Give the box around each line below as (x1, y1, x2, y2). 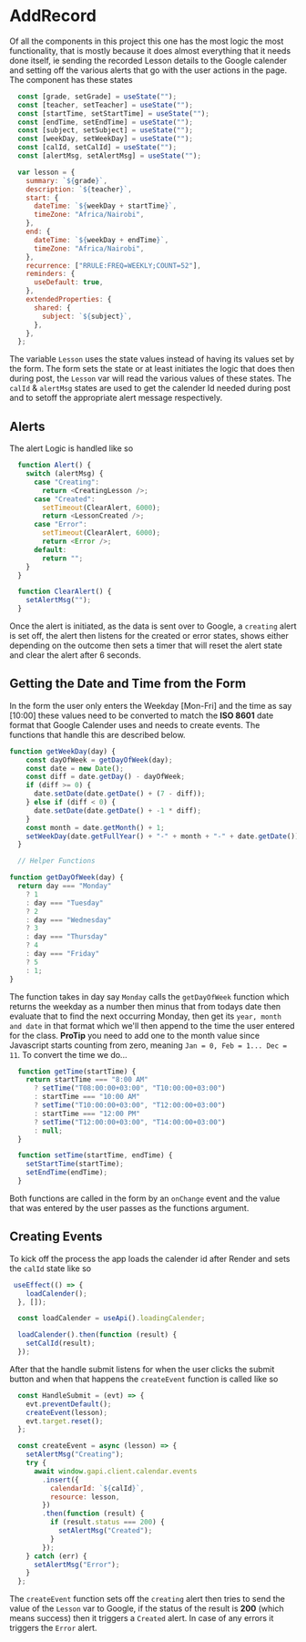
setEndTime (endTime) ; (25, 1168, 107, 1177)
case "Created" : (33, 494, 96, 504)
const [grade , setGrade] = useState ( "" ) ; (17, 92, 178, 101)
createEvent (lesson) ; (25, 1408, 107, 1417)
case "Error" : (33, 520, 88, 529)
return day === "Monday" (17, 881, 112, 891)
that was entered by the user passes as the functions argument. (9, 1202, 250, 1213)
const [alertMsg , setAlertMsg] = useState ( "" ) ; (17, 151, 202, 160)
